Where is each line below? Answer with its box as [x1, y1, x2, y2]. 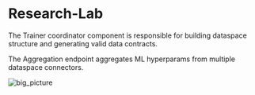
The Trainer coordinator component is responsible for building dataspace [8, 31, 247, 40]
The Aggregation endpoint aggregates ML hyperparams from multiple [8, 54, 236, 64]
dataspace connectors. [8, 62, 84, 71]
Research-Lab [8, 5, 104, 23]
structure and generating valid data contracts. [8, 38, 158, 48]
